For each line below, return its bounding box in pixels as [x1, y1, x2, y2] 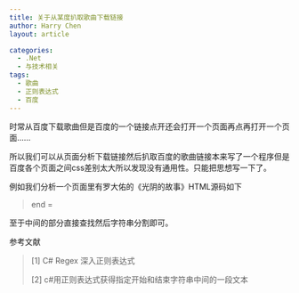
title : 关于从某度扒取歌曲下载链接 [9, 12, 124, 22]
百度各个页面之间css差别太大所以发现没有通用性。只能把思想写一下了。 [9, 162, 271, 173]
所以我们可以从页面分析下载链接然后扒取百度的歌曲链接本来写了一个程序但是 [9, 151, 290, 161]
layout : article [9, 29, 69, 38]
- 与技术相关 [17, 62, 60, 71]
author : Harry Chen [9, 21, 82, 30]
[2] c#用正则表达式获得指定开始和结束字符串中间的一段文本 [30, 273, 249, 285]
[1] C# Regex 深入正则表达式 [30, 255, 135, 265]
